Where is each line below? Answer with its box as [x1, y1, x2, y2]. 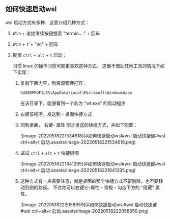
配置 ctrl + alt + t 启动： [12, 52, 67, 58]
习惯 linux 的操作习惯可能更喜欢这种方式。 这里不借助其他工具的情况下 [12, 63, 160, 69]
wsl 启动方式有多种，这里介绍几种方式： [5, 19, 90, 26]
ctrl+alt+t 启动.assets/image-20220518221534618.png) [20, 139, 136, 145]
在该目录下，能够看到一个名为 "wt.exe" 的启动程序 [20, 100, 126, 106]
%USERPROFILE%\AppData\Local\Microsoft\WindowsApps [20, 90, 132, 95]
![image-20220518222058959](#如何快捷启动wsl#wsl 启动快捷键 [20, 201, 157, 208]
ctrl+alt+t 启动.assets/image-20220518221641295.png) [20, 167, 136, 173]
